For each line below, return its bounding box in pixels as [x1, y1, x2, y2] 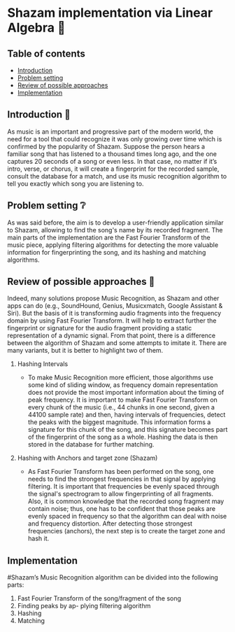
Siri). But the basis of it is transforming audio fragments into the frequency [7, 309, 222, 318]
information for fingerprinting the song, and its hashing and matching [7, 248, 206, 256]
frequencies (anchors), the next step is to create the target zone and [27, 527, 225, 535]
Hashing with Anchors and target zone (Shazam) [17, 454, 158, 463]
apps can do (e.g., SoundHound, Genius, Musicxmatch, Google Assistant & [7, 302, 223, 310]
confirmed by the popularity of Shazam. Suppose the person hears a [7, 142, 205, 150]
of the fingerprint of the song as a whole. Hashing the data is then [27, 433, 218, 442]
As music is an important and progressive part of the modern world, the [7, 127, 213, 136]
